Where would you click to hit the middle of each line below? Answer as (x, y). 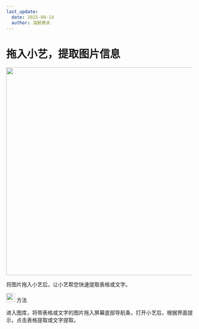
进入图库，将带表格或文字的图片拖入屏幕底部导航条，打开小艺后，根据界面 (97, 313)
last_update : (22, 12)
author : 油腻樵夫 (31, 23)
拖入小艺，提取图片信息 (63, 54)
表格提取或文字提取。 (52, 320)
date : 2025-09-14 (33, 17)
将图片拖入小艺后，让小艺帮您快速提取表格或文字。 (68, 284)
